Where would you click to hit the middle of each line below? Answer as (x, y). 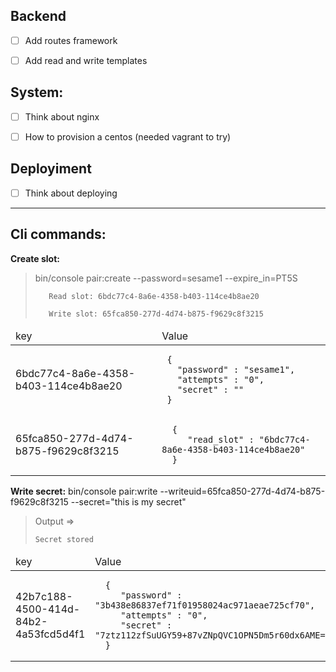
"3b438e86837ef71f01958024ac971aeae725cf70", (205, 605)
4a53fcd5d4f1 (50, 634)
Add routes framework (71, 40)
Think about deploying (71, 193)
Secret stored (64, 539)
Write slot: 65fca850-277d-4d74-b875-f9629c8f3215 (156, 314)
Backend (38, 16)
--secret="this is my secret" (128, 501)
